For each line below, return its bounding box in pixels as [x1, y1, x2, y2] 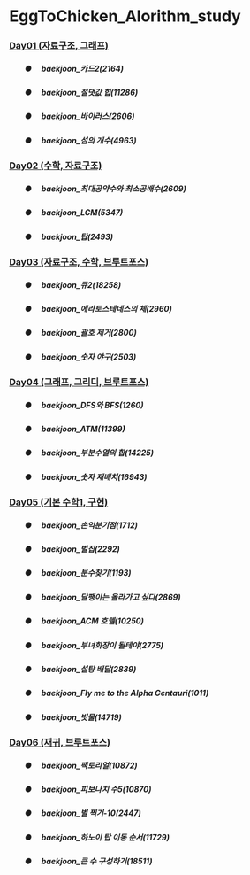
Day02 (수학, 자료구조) [9, 159, 102, 172]
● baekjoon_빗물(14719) [24, 711, 122, 723]
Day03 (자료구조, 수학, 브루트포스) [9, 255, 148, 267]
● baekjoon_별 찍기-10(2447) [24, 808, 141, 818]
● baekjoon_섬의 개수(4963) [24, 135, 137, 145]
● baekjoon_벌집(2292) [24, 544, 121, 554]
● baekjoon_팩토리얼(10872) [24, 760, 139, 770]
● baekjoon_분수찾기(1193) [24, 568, 132, 578]
